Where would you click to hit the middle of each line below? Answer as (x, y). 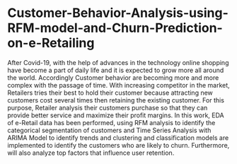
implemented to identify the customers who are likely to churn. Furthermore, (118, 145)
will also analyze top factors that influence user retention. (91, 153)
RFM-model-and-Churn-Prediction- (115, 28)
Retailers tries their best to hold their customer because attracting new (110, 93)
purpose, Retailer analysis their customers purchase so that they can (108, 107)
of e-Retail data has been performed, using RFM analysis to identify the (111, 122)
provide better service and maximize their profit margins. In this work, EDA (116, 115)
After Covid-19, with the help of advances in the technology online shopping (118, 62)
